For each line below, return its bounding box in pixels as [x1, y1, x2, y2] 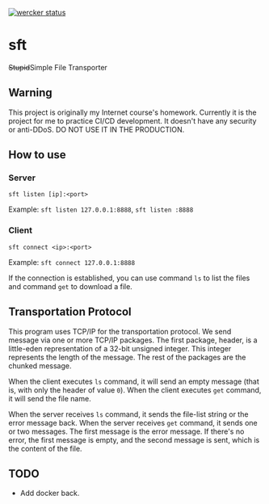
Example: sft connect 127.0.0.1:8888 [8, 257, 136, 267]
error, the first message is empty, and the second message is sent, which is [8, 435, 260, 444]
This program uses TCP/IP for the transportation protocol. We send [8, 326, 232, 336]
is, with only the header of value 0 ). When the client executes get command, [8, 384, 262, 395]
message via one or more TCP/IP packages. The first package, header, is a [8, 335, 258, 345]
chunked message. [8, 360, 72, 371]
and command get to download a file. [8, 281, 133, 291]
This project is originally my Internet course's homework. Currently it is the [8, 107, 257, 117]
